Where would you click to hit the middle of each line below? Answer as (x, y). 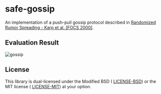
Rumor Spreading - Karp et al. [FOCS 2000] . (49, 27)
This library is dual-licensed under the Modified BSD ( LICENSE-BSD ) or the (80, 81)
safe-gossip (30, 9)
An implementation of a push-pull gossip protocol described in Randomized (80, 22)
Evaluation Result (32, 43)
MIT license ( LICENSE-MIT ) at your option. (48, 86)
